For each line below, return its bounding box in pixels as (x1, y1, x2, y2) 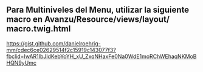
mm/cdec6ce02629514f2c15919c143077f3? (6, 46, 117, 53)
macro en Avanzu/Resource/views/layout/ (6, 15, 170, 25)
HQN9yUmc (6, 59, 36, 66)
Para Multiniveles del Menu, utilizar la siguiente (6, 5, 190, 15)
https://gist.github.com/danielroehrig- (6, 39, 101, 47)
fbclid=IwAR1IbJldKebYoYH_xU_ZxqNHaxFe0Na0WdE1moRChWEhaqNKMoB (6, 53, 197, 60)
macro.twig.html (6, 24, 71, 34)
